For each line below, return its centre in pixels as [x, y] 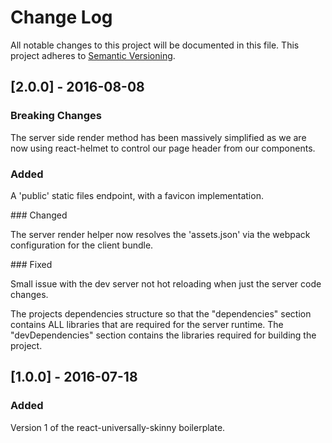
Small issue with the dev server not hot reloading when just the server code [166, 283]
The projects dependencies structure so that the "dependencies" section [161, 313]
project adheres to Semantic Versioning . [93, 55]
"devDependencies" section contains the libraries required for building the [163, 335]
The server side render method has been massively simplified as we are [158, 137]
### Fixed [31, 264]
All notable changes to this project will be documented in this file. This [155, 45]
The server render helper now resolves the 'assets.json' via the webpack [160, 234]
